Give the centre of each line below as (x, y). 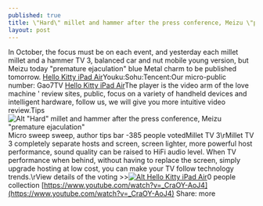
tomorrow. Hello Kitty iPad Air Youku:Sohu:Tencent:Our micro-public (117, 77)
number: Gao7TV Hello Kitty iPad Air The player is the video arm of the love (128, 85)
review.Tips (27, 110)
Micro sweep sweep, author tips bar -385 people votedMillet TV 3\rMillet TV (131, 136)
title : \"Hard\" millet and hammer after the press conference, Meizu (126, 23)
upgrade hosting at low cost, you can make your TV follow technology (121, 168)
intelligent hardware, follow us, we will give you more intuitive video (117, 102)
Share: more (196, 193)
